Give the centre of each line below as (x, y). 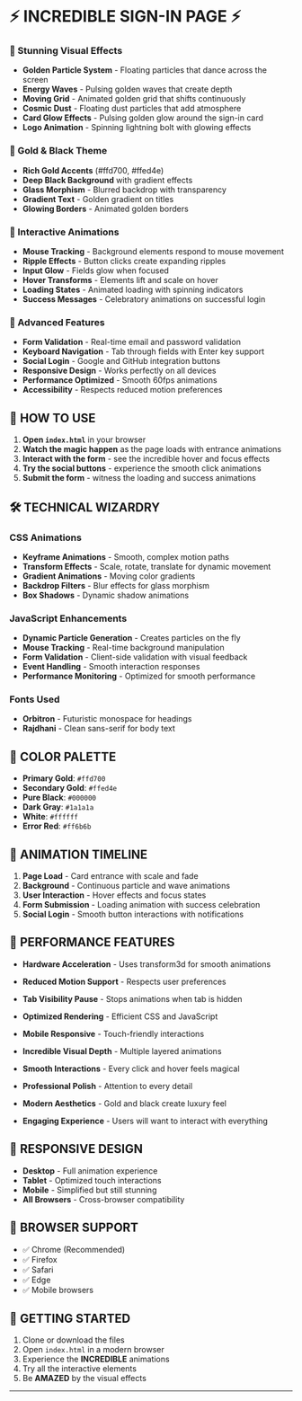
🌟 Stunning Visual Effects (66, 51)
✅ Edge (36, 1280)
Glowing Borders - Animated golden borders (105, 208)
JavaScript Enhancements (68, 618)
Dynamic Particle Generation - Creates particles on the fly (131, 638)
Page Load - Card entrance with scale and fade (111, 876)
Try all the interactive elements (80, 1369)
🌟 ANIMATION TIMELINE (79, 854)
